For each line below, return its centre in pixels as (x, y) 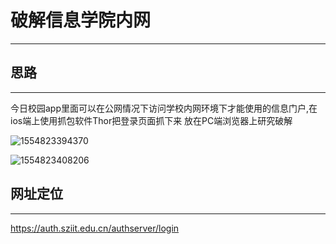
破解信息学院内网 (81, 20)
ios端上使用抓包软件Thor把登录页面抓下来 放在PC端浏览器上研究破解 (151, 120)
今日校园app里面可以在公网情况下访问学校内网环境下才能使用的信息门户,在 (164, 108)
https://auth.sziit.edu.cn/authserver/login (95, 228)
